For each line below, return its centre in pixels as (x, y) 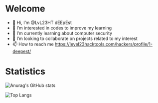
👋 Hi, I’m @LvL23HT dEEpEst (42, 22)
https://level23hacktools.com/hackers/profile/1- (104, 44)
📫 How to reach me (33, 44)
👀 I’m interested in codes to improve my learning (62, 27)
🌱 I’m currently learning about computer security (62, 33)
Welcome (25, 9)
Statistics (25, 72)
